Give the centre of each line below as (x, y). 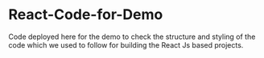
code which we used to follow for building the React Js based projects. (126, 44)
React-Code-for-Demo (86, 15)
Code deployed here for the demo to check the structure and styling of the (132, 37)
